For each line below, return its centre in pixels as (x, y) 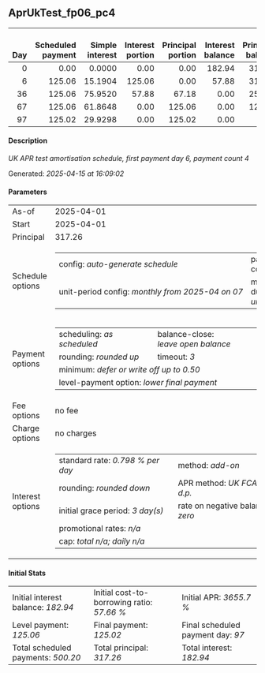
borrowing (113, 603)
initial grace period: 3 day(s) (111, 510)
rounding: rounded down (105, 488)
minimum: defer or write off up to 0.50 (129, 370)
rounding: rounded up (99, 357)
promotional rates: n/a (100, 529)
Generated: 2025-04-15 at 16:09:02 (66, 174)
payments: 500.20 (47, 658)
